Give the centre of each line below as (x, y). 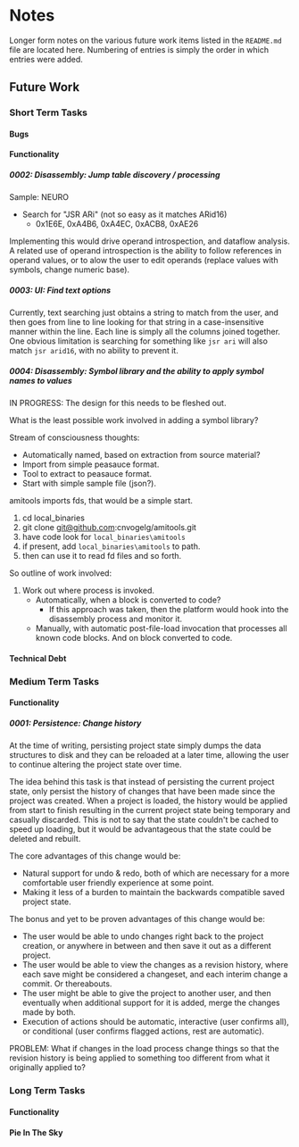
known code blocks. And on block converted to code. (134, 638)
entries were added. (46, 59)
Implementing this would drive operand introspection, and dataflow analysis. (149, 241)
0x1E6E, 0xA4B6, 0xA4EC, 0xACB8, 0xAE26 (117, 224)
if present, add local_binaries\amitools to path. (111, 546)
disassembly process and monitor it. (116, 619)
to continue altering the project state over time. (96, 765)
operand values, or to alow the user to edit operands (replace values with (144, 261)
